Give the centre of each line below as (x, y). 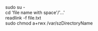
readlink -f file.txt (23, 18)
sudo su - (15, 7)
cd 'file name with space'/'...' (35, 12)
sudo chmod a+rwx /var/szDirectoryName (49, 23)
